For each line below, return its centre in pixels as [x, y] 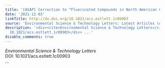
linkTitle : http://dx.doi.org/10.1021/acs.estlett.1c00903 [67, 19]
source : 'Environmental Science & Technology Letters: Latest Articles [80, 23]
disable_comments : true [29, 37]
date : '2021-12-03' [25, 14]
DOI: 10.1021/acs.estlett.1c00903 [38, 56]
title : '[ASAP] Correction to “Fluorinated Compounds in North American [81, 10]
